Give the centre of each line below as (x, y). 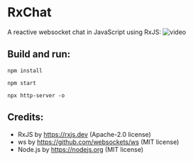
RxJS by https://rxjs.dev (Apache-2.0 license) (84, 134)
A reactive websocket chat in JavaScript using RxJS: (84, 32)
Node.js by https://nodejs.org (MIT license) (81, 149)
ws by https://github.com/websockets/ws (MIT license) (98, 142)
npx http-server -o (36, 95)
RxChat (29, 12)
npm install (25, 71)
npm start (22, 83)
